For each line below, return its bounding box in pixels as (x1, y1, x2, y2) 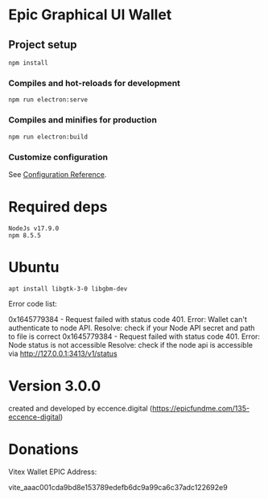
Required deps (8, 198, 108, 217)
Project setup (8, 38, 78, 52)
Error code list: (8, 299, 58, 308)
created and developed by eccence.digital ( (8, 403, 153, 413)
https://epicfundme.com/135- (151, 403, 250, 413)
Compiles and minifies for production (8, 114, 157, 126)
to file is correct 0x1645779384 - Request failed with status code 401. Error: (8, 332, 260, 341)
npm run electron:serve (8, 96, 89, 104)
